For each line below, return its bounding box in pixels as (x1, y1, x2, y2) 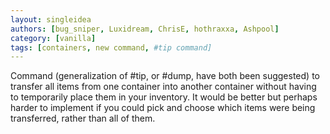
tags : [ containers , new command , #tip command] (10, 42, 213, 53)
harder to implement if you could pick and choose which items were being (10, 102, 316, 114)
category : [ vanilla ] (10, 33, 97, 43)
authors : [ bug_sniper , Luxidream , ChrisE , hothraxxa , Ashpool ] (10, 24, 280, 34)
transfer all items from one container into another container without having (10, 81, 317, 93)
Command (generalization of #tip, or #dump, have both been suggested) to (10, 70, 320, 82)
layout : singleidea (10, 14, 92, 25)
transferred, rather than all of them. (10, 112, 156, 125)
